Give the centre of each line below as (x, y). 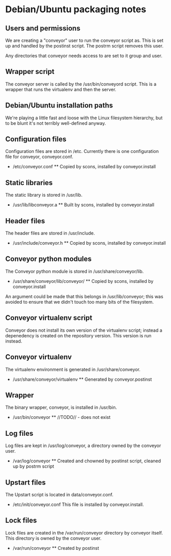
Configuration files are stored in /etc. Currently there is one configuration (82, 151)
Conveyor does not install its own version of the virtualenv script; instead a (84, 330)
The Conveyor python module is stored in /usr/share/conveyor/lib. (75, 271)
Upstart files (26, 482)
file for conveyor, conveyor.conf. (39, 157)
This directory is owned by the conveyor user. (54, 538)
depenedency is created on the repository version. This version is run (78, 335)
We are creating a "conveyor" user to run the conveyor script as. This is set (84, 40)
